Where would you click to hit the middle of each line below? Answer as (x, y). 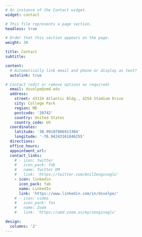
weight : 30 (17, 43)
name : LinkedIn (35, 189)
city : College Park (35, 103)
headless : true (21, 29)
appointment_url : (28, 151)
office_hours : (25, 146)
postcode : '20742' (34, 113)
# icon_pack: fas (35, 203)
